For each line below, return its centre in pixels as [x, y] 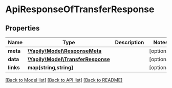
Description [130, 42]
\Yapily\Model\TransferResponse [69, 59]
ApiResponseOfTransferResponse [80, 9]
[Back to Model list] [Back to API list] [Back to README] [64, 80]
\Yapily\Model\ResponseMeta [64, 51]
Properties [23, 28]
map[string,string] [50, 67]
